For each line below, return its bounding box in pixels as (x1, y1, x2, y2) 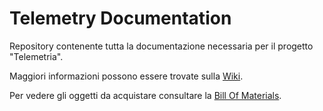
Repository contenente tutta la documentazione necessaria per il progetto (9, 40, 314, 52)
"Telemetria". (9, 50, 64, 62)
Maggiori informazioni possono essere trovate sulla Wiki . (9, 70, 244, 82)
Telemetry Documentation (9, 7, 232, 30)
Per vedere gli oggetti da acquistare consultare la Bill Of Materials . (9, 89, 282, 101)
